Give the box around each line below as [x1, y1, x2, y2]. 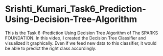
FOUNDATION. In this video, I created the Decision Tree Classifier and [5, 35, 146, 41]
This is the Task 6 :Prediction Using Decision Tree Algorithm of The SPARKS [5, 30, 158, 36]
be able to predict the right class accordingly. [5, 45, 96, 51]
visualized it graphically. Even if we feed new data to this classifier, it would [5, 40, 157, 46]
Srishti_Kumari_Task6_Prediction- [5, 3, 146, 15]
